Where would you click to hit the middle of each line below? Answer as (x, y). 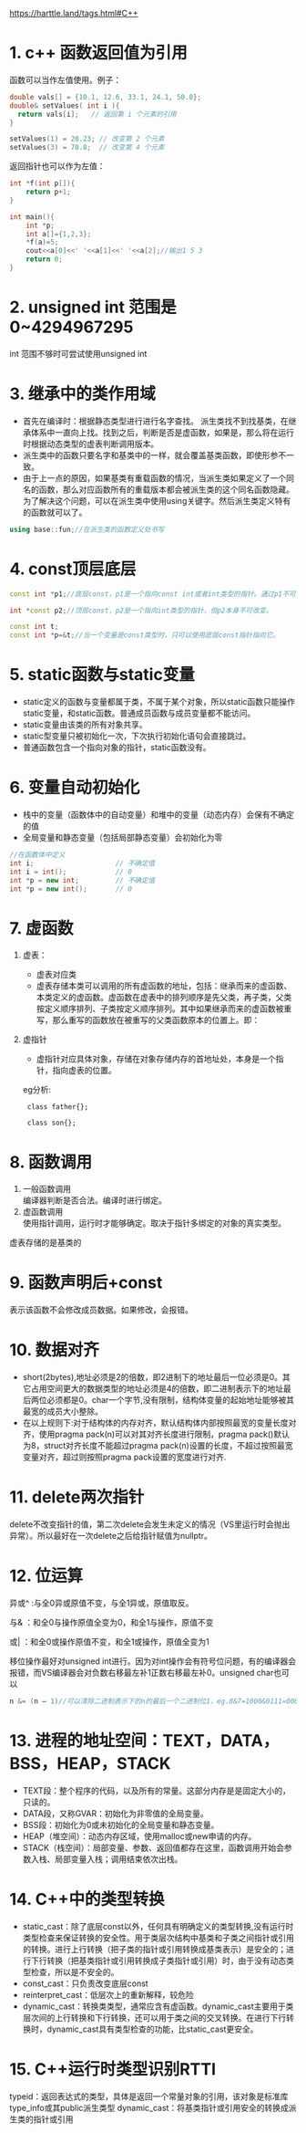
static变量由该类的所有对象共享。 (85, 725)
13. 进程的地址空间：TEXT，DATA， (144, 1741)
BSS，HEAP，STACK (90, 1764)
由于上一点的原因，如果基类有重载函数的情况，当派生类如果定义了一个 (154, 477)
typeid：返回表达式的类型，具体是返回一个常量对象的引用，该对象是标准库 (149, 2096)
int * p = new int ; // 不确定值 (82, 880)
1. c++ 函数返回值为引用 (99, 53)
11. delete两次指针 (77, 1497)
